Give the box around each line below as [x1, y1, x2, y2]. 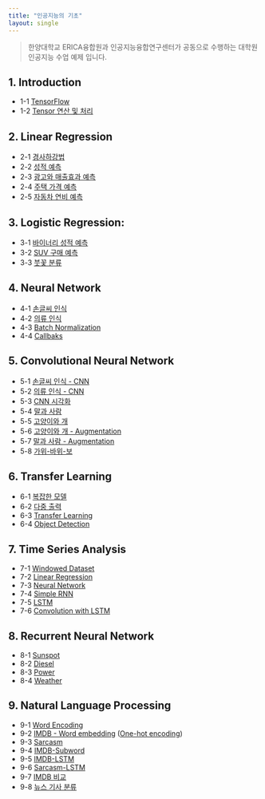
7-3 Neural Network [19, 580, 86, 591]
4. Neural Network [8, 281, 101, 295]
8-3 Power [19, 667, 55, 677]
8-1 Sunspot [19, 651, 60, 659]
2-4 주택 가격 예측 [19, 182, 77, 192]
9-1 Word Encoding [19, 720, 84, 730]
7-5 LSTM [19, 598, 53, 607]
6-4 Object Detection [19, 520, 90, 529]
